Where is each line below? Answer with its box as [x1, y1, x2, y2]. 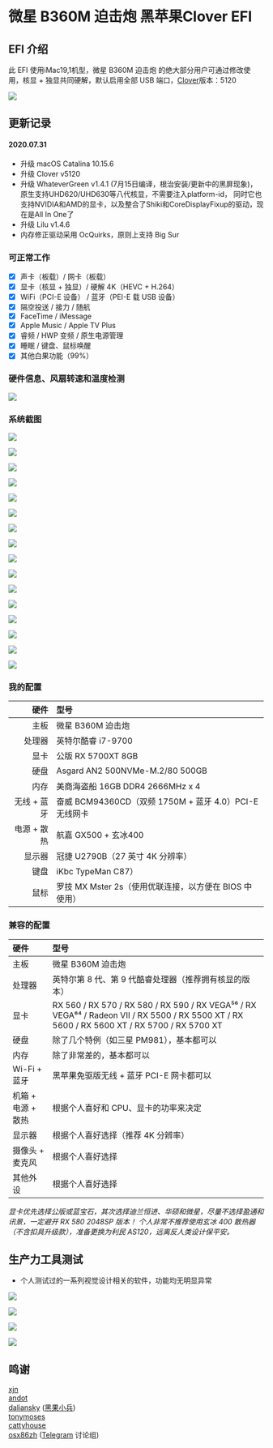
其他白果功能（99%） [19, 351, 93, 361]
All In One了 [34, 209, 75, 219]
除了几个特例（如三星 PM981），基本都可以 [52, 1034, 217, 1045]
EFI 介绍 [8, 42, 49, 56]
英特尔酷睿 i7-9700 [56, 735, 134, 746]
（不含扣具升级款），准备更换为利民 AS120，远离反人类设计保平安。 [8, 1227, 234, 1237]
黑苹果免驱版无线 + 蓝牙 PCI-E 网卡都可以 [52, 1070, 212, 1081]
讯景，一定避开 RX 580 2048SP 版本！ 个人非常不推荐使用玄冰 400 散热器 [8, 1216, 256, 1226]
